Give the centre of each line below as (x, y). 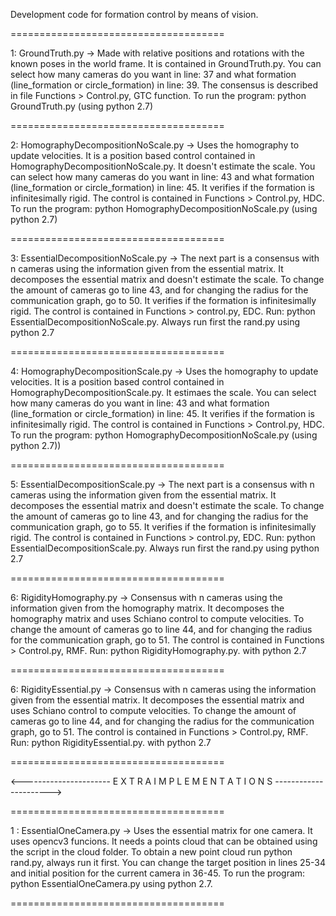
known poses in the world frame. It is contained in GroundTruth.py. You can (166, 63)
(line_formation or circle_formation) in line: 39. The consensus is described (164, 85)
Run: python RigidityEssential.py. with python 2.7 (111, 742)
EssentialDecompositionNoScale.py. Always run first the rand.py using (155, 322)
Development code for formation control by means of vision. (134, 14)
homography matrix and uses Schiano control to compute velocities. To (157, 618)
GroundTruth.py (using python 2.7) (81, 106)
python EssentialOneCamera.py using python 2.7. (111, 883)
